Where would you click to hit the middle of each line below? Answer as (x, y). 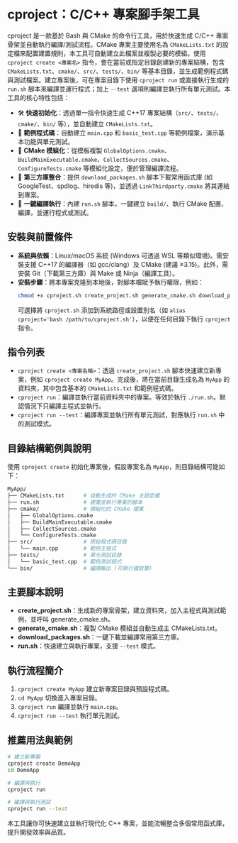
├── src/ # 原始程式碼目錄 (67, 542)
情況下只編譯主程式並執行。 (64, 406)
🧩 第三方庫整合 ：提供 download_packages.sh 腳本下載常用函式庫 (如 (115, 177)
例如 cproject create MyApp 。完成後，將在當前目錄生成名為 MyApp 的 (130, 380)
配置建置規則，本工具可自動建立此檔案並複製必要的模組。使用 (116, 53)
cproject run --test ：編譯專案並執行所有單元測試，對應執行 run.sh (117, 415)
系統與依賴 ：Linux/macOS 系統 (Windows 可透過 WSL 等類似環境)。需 (120, 255)
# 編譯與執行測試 (29, 803)
